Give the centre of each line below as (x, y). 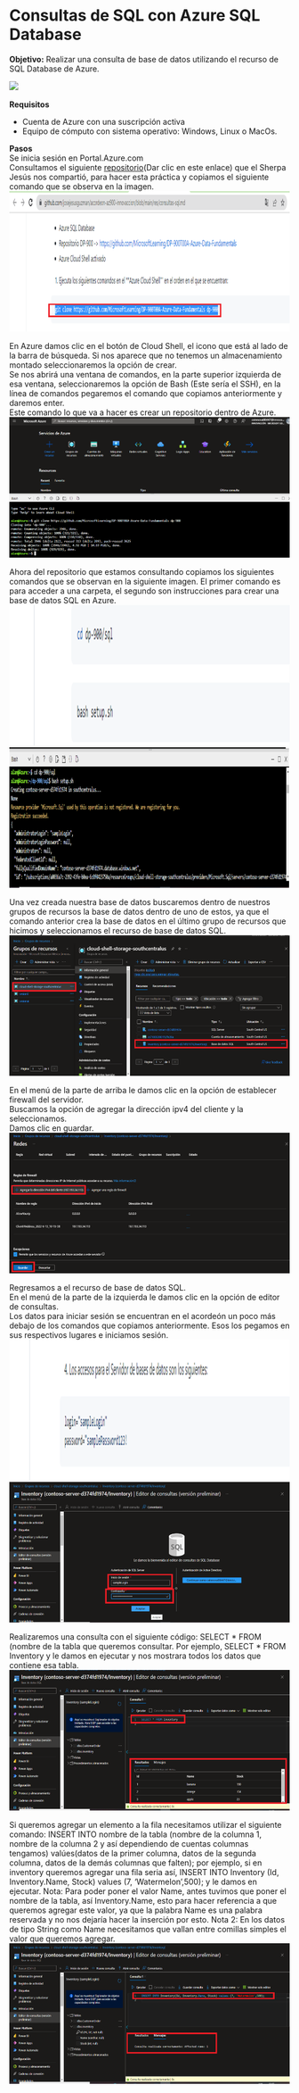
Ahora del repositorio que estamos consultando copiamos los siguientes (141, 571)
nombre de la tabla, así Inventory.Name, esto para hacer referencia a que (143, 1900)
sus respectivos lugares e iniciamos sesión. (89, 1334)
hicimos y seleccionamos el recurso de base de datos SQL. (118, 930)
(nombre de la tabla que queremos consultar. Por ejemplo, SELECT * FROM (148, 1646)
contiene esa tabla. (44, 1665)
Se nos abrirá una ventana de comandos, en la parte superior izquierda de (145, 374)
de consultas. (34, 1306)
